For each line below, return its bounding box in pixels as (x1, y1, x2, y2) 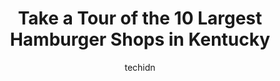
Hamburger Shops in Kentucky (9, 28, 271, 51)
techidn (124, 61, 156, 73)
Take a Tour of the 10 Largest (17, 7, 263, 30)
